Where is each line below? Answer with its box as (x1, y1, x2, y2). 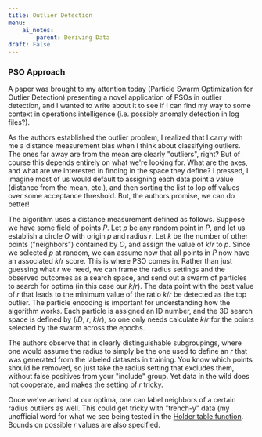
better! (8, 199, 30, 209)
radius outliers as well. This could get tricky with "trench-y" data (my (8, 403, 230, 413)
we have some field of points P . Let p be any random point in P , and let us (8, 223, 246, 232)
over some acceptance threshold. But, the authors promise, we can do (8, 191, 235, 201)
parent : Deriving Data (36, 33, 110, 42)
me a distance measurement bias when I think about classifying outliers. (8, 141, 241, 151)
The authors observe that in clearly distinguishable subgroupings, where (8, 338, 242, 348)
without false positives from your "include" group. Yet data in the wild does (8, 372, 250, 381)
